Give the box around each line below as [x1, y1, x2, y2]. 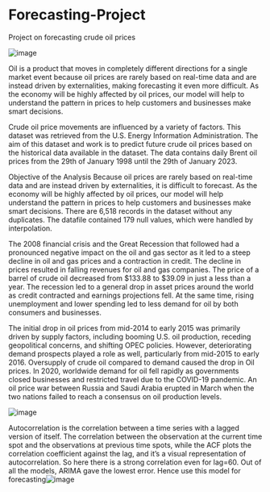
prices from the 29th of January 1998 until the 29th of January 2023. [8, 156, 238, 166]
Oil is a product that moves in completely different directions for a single [8, 63, 248, 73]
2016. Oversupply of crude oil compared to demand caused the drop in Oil [8, 357, 255, 367]
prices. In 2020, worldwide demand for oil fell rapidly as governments [8, 365, 239, 376]
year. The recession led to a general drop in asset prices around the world [8, 281, 254, 291]
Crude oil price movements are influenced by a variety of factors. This [8, 122, 242, 131]
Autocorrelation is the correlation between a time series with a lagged [8, 423, 240, 432]
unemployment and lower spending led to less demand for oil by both [8, 298, 239, 308]
